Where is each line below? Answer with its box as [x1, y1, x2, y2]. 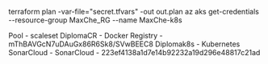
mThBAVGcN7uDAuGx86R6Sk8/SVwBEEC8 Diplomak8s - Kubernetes [8, 39, 241, 49]
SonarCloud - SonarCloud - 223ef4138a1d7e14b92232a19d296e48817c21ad [8, 48, 261, 57]
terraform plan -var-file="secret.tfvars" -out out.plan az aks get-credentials [8, 7, 260, 16]
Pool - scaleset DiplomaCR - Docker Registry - [8, 31, 163, 40]
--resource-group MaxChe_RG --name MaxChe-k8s [8, 15, 183, 25]
